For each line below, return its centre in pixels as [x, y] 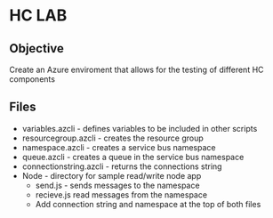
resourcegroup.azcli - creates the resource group [112, 138]
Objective [37, 48]
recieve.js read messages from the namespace [121, 194]
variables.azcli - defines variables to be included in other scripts [140, 128]
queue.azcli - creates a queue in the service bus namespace [133, 157]
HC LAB [38, 16]
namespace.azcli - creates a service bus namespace [119, 147]
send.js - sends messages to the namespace [117, 185]
